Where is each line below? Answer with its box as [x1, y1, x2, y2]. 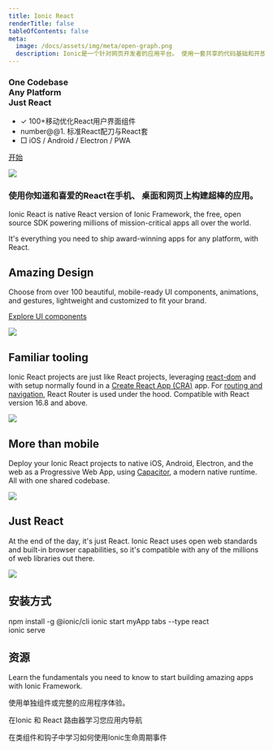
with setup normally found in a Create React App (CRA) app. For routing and [8, 381, 262, 390]
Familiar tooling [8, 351, 89, 364]
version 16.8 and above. [8, 398, 88, 408]
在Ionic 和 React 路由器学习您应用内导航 [8, 715, 143, 725]
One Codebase [8, 76, 69, 88]
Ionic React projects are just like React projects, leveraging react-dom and [8, 372, 257, 382]
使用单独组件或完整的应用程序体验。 [8, 698, 130, 708]
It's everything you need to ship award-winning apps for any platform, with [8, 233, 258, 243]
